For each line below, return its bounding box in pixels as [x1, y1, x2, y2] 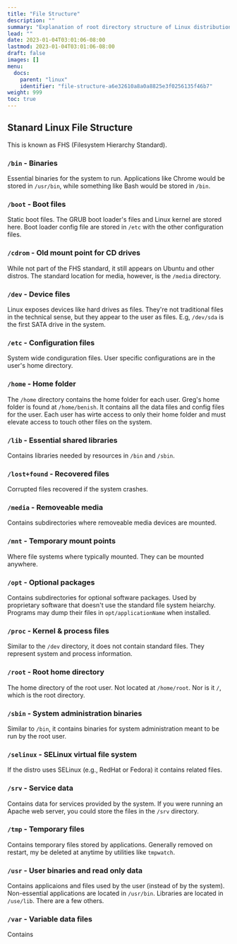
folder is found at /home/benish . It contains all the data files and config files [7, 402, 225, 411]
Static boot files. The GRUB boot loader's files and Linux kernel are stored [7, 215, 222, 224]
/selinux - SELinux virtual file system [7, 749, 138, 759]
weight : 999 [7, 89, 42, 96]
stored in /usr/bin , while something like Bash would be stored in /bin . [7, 181, 211, 191]
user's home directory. [7, 362, 73, 370]
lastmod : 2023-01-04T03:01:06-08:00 [7, 43, 115, 50]
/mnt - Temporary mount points [7, 536, 116, 546]
